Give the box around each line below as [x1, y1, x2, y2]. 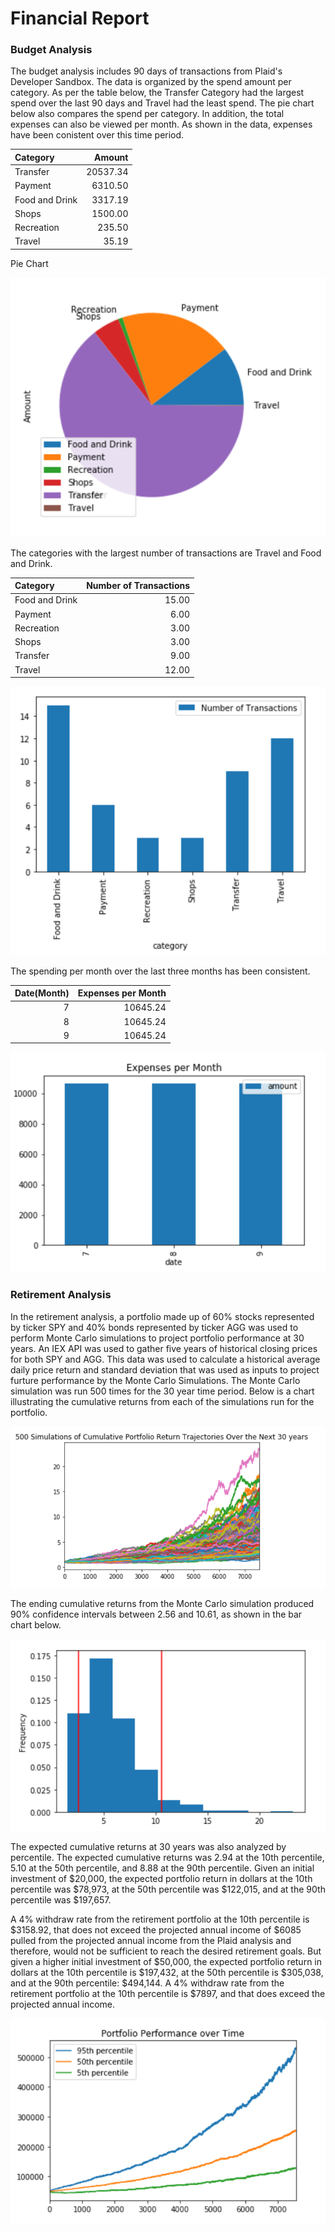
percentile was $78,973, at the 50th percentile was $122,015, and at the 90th [10, 1883, 326, 1895]
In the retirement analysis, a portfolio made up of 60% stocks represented [10, 1310, 315, 1322]
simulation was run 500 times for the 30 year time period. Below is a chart [10, 1385, 315, 1397]
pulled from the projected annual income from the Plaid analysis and [10, 1934, 292, 1946]
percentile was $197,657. [10, 1893, 112, 1906]
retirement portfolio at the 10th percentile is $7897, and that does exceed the [10, 1987, 326, 1999]
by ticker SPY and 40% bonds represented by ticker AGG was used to [10, 1321, 299, 1333]
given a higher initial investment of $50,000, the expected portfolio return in [10, 1955, 323, 1967]
